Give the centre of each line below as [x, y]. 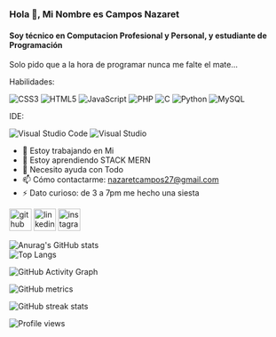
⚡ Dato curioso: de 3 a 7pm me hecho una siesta [110, 193]
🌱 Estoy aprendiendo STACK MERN [86, 160]
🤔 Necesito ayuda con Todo [73, 170]
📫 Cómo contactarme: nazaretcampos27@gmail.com [120, 180]
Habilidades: [32, 82]
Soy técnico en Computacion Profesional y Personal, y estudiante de [138, 36]
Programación [36, 44]
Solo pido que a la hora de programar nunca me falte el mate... [123, 65]
